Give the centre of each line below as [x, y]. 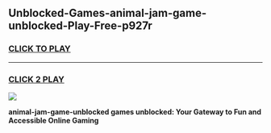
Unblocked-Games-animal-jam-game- [108, 13]
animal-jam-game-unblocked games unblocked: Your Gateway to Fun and [135, 111]
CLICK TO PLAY [40, 49]
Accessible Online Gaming [54, 120]
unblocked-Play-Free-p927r [80, 26]
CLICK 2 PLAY [36, 79]
